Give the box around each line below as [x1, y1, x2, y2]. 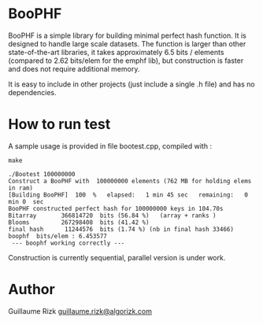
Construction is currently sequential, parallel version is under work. [8, 252, 226, 262]
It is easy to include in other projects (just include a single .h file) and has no [8, 79, 255, 89]
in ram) [8, 184, 34, 192]
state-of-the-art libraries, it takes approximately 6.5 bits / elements [8, 47, 224, 57]
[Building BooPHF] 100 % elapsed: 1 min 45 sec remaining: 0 [8, 190, 248, 199]
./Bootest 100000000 [8, 170, 76, 178]
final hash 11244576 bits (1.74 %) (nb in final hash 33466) [8, 225, 235, 233]
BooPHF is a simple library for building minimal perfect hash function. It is [8, 31, 246, 40]
